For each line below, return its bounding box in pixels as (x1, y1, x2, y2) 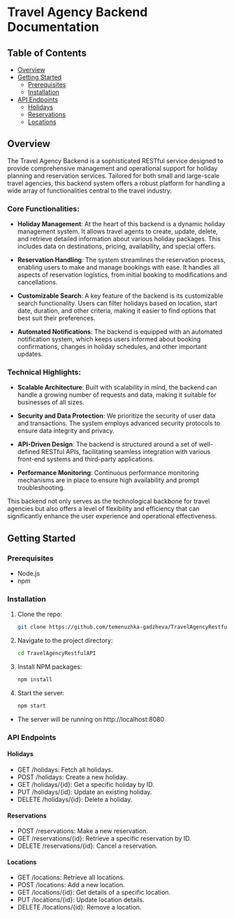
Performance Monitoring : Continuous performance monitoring (17, 469, 199, 477)
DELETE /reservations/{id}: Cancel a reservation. (17, 842, 159, 850)
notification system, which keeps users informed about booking (17, 335, 201, 343)
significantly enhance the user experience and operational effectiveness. (7, 512, 217, 521)
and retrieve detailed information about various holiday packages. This (17, 235, 221, 243)
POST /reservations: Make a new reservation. (17, 827, 149, 835)
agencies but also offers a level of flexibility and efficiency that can (7, 505, 200, 513)
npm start (17, 702, 47, 710)
